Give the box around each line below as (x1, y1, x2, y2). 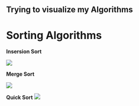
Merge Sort (6, 70, 35, 78)
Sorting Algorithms (6, 28, 102, 42)
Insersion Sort (6, 48, 42, 55)
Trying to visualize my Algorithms (6, 5, 133, 15)
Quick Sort (6, 94, 33, 101)
